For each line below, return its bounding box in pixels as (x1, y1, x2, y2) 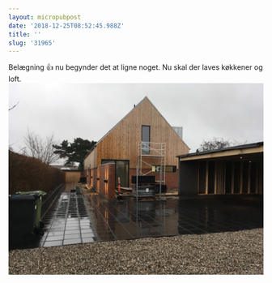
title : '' (8, 30, 42, 38)
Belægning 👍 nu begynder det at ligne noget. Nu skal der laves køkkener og (8, 62, 263, 72)
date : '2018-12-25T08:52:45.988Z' (8, 21, 125, 30)
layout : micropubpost (8, 13, 82, 21)
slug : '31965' (8, 39, 57, 47)
